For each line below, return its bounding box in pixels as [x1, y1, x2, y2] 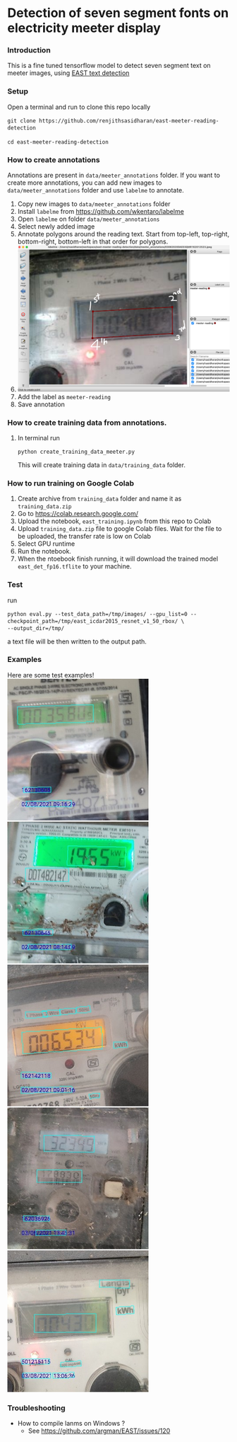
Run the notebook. [17, 547, 72, 556]
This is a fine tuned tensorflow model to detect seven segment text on [7, 62, 211, 70]
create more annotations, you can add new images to [7, 178, 162, 187]
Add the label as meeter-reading [17, 392, 111, 401]
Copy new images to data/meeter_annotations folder [17, 200, 171, 208]
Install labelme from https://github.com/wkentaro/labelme [17, 207, 185, 216]
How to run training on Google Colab [7, 478, 135, 488]
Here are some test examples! [7, 670, 95, 679]
